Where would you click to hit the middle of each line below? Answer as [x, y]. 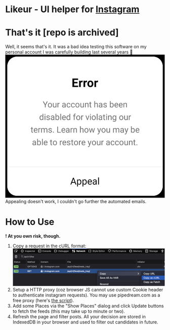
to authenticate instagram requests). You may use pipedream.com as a [86, 295]
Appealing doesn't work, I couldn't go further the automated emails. [76, 202]
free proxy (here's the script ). [43, 301]
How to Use [30, 222]
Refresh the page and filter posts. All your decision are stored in [79, 317]
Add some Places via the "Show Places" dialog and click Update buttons [88, 306]
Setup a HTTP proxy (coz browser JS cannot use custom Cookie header [88, 290]
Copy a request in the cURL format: [49, 246]
